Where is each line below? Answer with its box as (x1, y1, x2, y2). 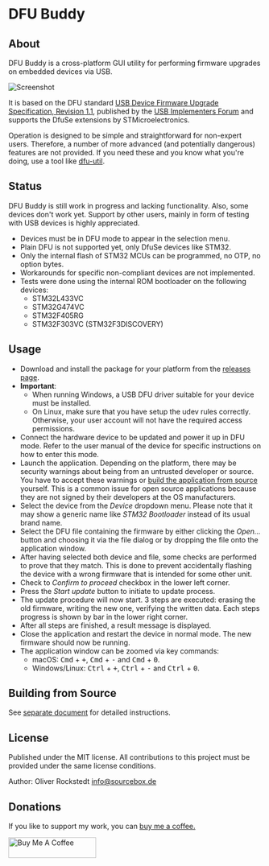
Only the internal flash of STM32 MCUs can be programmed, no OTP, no (19, 250, 261, 260)
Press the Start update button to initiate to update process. (19, 586, 216, 596)
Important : (19, 381, 57, 390)
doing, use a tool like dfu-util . (8, 156, 106, 166)
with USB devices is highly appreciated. (8, 218, 140, 228)
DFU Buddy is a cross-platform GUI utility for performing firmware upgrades (8, 58, 261, 68)
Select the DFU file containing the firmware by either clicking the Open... (19, 526, 261, 536)
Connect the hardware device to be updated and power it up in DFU (19, 432, 246, 442)
